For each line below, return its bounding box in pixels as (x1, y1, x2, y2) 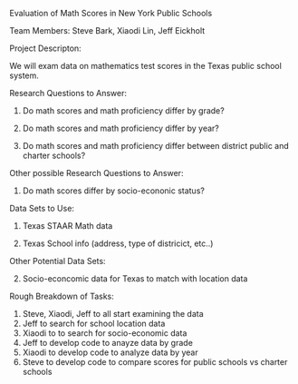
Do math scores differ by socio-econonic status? (22, 185, 206, 196)
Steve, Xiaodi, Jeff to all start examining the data (22, 309, 204, 319)
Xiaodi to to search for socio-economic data (22, 328, 187, 339)
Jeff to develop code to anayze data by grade (22, 338, 193, 348)
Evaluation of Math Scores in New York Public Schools (9, 8, 213, 18)
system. (9, 70, 39, 81)
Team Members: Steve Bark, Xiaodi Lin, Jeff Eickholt (9, 25, 206, 35)
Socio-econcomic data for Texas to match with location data (22, 273, 248, 284)
